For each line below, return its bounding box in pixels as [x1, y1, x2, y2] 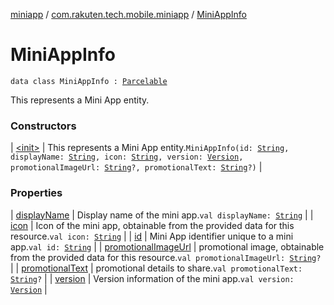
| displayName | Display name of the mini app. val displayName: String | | [10, 209, 314, 221]
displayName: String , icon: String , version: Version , [10, 152, 244, 163]
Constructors [10, 119, 77, 133]
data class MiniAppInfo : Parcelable [10, 76, 168, 86]
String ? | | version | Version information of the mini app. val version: [10, 272, 295, 284]
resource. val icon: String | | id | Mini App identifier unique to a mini [10, 230, 294, 242]
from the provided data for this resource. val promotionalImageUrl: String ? [10, 251, 322, 263]
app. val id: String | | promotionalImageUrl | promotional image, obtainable [10, 240, 325, 253]
